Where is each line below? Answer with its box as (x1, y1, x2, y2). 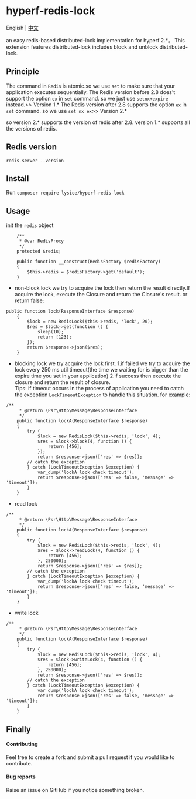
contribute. (6, 760, 33, 767)
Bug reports (6, 773, 36, 780)
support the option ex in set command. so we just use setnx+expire (6, 95, 169, 102)
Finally (6, 724, 31, 734)
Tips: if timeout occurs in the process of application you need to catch (14, 385, 184, 392)
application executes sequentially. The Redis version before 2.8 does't (6, 88, 176, 95)
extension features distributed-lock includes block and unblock (6, 43, 159, 51)
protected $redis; (16, 249, 61, 255)
